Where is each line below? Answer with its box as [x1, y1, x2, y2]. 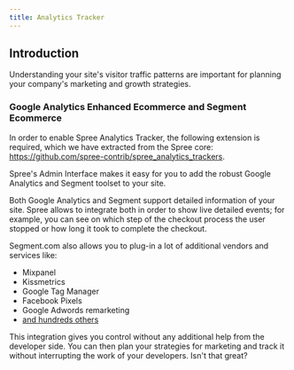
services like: [9, 249, 58, 260]
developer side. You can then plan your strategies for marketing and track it [9, 341, 285, 351]
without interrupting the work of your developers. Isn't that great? [9, 350, 248, 360]
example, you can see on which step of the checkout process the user [9, 214, 266, 224]
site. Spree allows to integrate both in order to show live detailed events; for [9, 204, 285, 215]
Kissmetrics [21, 276, 66, 287]
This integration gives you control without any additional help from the [9, 331, 265, 342]
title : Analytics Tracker [9, 12, 104, 22]
